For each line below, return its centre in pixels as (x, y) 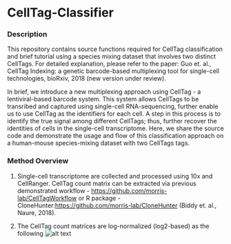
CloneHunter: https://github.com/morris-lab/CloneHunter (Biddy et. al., (117, 205)
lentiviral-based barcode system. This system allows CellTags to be (103, 99)
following (30, 233)
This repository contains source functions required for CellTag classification (115, 49)
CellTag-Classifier (60, 13)
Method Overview (38, 161)
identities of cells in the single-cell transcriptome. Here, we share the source (115, 128)
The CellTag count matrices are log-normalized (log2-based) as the (113, 226)
